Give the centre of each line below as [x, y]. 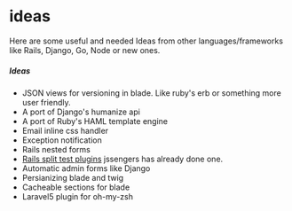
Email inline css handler [65, 130]
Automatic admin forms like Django [86, 168]
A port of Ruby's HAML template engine [95, 121]
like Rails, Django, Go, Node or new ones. [85, 50]
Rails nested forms [56, 149]
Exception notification [62, 140]
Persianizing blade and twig [73, 177]
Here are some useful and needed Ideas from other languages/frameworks [146, 41]
